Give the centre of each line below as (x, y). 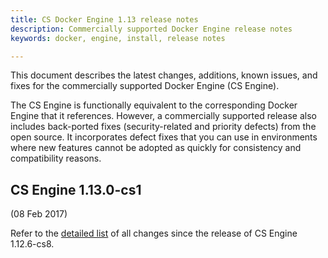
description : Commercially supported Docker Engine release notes (151, 29)
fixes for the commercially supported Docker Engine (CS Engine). (145, 86)
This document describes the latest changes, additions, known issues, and (164, 75)
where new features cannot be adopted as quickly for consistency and (156, 148)
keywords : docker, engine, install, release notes (118, 38)
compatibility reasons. (56, 158)
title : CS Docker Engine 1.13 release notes (104, 19)
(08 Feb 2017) (39, 214)
